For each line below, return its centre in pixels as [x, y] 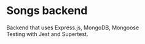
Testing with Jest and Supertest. [47, 34]
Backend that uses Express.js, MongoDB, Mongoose [73, 28]
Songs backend [47, 11]
